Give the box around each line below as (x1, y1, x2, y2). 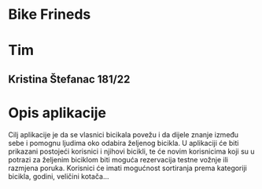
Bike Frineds (8, 5, 91, 24)
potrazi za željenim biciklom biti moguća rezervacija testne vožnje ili (8, 154, 228, 164)
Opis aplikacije (8, 104, 107, 122)
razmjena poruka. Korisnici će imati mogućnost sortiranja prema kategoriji (8, 163, 248, 173)
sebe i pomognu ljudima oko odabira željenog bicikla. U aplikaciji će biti (8, 138, 239, 147)
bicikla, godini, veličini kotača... (8, 171, 109, 181)
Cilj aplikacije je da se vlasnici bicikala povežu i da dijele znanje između (8, 129, 238, 139)
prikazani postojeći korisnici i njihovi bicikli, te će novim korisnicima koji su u (8, 147, 255, 156)
